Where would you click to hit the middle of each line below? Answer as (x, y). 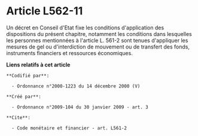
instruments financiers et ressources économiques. (69, 53)
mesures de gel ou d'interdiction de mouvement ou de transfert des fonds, (98, 47)
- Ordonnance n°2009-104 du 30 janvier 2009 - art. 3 (80, 107)
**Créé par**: (24, 96)
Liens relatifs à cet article (38, 65)
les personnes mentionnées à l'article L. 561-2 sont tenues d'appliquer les (97, 40)
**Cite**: (19, 117)
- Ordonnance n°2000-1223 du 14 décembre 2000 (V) (76, 86)
